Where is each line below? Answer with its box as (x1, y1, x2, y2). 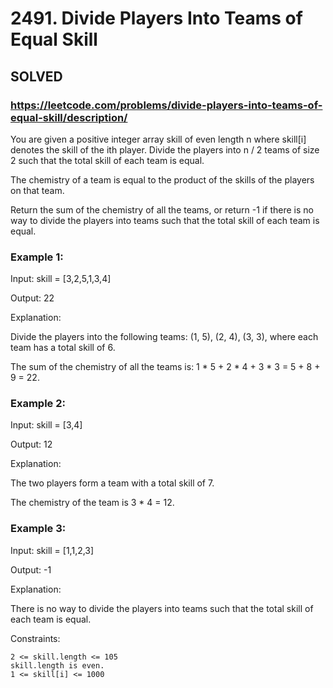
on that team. (10, 184, 65, 196)
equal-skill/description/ (10, 110, 128, 124)
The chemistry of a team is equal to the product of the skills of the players (10, 173, 315, 186)
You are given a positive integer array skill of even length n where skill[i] (10, 133, 307, 145)
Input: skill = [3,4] (10, 419, 83, 431)
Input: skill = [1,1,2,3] (10, 544, 95, 556)
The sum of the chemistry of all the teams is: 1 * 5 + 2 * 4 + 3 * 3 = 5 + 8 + (10, 361, 321, 373)
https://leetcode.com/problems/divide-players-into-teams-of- (10, 98, 323, 112)
